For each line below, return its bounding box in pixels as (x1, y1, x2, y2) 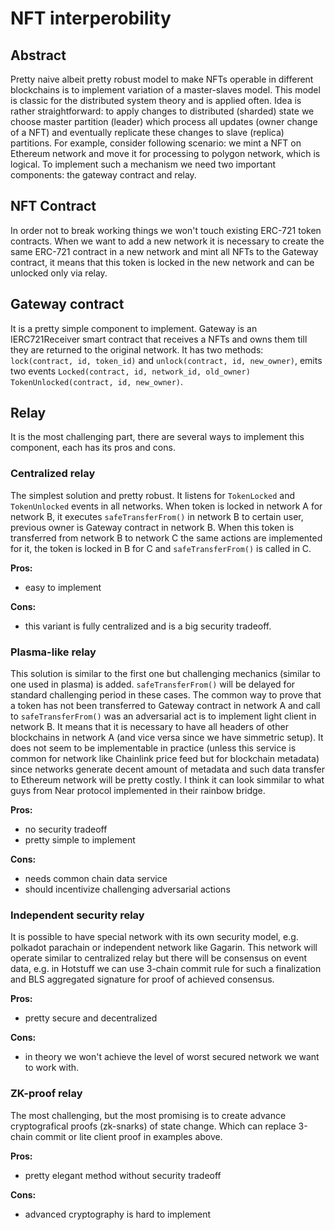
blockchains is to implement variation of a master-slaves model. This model (10, 84, 321, 96)
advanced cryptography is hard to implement (24, 1208, 212, 1220)
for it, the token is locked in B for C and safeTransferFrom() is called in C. (10, 542, 312, 554)
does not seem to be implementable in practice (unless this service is (10, 742, 297, 754)
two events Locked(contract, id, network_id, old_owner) (10, 365, 251, 377)
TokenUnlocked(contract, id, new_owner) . (10, 375, 184, 387)
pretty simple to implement (24, 834, 136, 846)
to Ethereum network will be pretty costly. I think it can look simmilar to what (10, 774, 325, 786)
